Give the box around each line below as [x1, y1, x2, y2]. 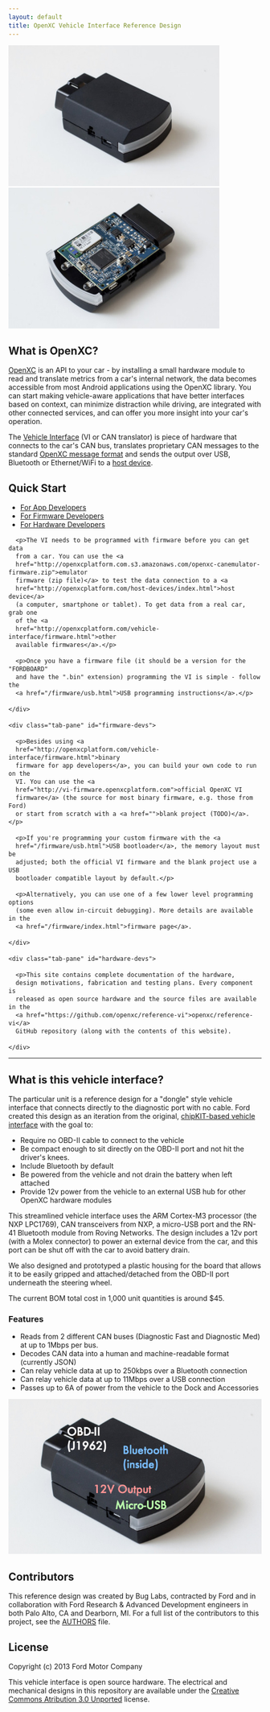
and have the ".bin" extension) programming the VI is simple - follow [15, 673, 261, 682]
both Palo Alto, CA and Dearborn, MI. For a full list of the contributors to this [8, 1608, 260, 1618]
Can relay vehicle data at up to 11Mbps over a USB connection [19, 1375, 226, 1384]
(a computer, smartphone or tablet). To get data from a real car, [15, 600, 247, 609]
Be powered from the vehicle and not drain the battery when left [19, 1170, 233, 1179]
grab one [8, 608, 38, 617]
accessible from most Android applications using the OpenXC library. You [8, 382, 252, 392]
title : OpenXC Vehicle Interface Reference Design [8, 21, 182, 30]
